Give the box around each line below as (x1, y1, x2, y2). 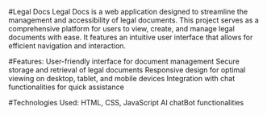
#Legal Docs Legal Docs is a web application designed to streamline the (8, 7, 248, 16)
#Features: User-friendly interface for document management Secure (8, 56, 240, 66)
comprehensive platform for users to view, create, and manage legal (8, 24, 236, 33)
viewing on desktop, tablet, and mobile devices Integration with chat (8, 74, 236, 83)
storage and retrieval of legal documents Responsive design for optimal (8, 65, 246, 75)
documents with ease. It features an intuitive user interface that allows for (8, 32, 253, 42)
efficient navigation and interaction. (8, 41, 127, 51)
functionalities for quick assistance (8, 82, 125, 92)
